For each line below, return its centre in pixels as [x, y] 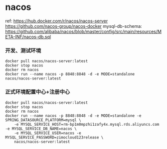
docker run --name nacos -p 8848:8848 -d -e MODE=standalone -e [73, 116]
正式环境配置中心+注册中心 [38, 92]
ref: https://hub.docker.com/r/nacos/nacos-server [57, 21]
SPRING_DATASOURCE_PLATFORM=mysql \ [43, 120]
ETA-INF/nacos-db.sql [28, 37]
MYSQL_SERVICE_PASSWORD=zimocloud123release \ [54, 137]
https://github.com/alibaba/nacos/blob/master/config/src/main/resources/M [83, 31]
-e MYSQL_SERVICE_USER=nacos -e [48, 133]
